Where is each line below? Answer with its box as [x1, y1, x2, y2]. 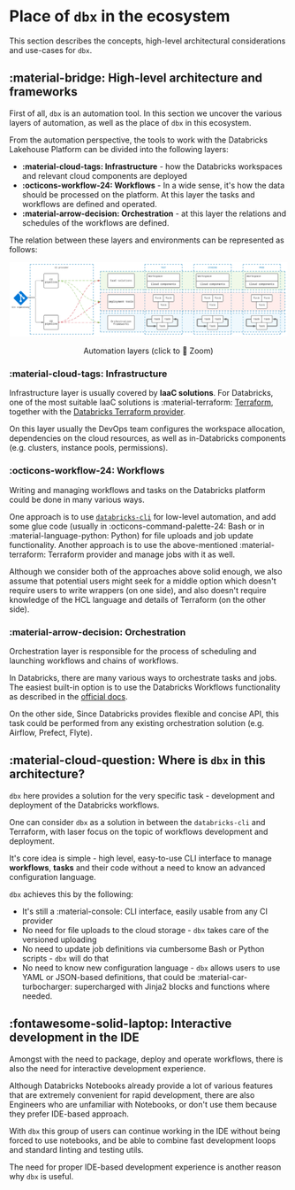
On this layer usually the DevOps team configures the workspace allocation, [9, 423, 285, 435]
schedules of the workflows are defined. [21, 217, 170, 228]
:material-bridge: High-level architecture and [9, 71, 263, 86]
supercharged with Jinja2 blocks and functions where [74, 981, 270, 992]
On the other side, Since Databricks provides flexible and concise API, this [9, 708, 280, 719]
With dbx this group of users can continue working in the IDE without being [9, 1125, 281, 1136]
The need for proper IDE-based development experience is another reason [9, 1162, 282, 1172]
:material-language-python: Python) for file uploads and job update [9, 529, 253, 541]
